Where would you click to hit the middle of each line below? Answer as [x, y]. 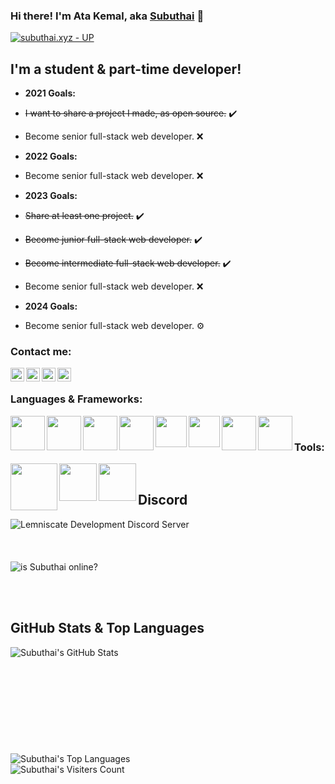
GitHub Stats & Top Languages [107, 628]
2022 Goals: [51, 156]
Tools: [309, 447]
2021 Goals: [50, 93]
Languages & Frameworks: [76, 399]
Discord [163, 500]
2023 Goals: [51, 196]
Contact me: [41, 352]
